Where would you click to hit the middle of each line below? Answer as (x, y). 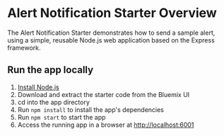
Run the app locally (51, 70)
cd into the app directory (53, 102)
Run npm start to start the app (61, 117)
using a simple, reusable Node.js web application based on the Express (111, 40)
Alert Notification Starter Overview (112, 13)
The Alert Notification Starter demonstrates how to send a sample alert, (111, 33)
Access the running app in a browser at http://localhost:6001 (106, 125)
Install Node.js (38, 87)
